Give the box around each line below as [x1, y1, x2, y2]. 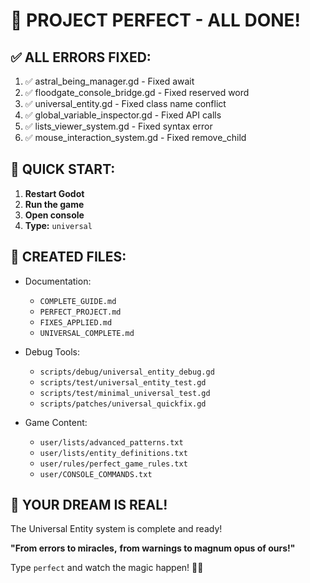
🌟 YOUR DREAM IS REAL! [10, 497, 168, 514]
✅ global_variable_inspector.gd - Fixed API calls [24, 109, 222, 121]
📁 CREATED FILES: [10, 249, 127, 266]
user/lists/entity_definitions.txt [39, 448, 188, 458]
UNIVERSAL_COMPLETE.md [39, 328, 135, 338]
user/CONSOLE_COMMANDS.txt [39, 469, 153, 479]
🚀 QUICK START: [10, 161, 116, 178]
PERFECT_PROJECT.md [39, 307, 122, 317]
